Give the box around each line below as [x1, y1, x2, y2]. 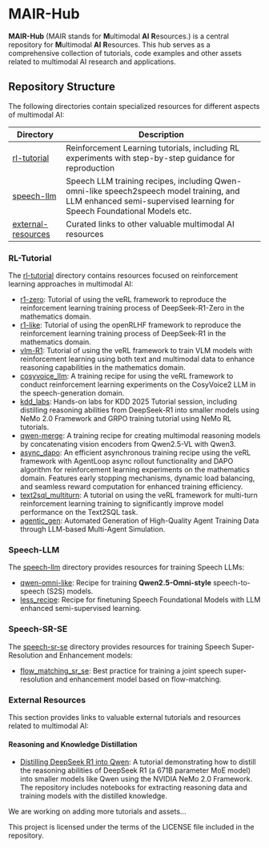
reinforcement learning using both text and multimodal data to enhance [19, 354, 255, 364]
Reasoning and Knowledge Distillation [8, 739, 138, 749]
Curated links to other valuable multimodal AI [66, 218, 235, 229]
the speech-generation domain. [19, 388, 125, 398]
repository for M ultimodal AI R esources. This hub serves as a [8, 39, 211, 49]
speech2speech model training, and [104, 185, 240, 196]
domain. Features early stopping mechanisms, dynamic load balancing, [19, 473, 255, 483]
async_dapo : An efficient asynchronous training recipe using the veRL [19, 448, 251, 457]
